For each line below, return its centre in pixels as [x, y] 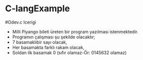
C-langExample [37, 9]
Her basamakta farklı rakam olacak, [48, 47]
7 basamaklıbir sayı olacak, [40, 42]
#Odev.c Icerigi [20, 22]
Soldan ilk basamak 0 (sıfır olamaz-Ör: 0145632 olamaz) [69, 53]
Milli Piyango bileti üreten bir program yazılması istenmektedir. [75, 31]
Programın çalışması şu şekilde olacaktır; [54, 37]
